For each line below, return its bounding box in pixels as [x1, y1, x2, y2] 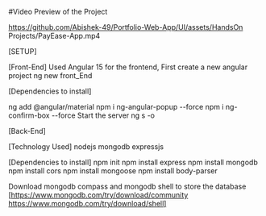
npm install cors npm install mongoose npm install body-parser [8, 166, 218, 176]
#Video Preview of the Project [8, 7, 108, 16]
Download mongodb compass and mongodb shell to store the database [8, 181, 247, 191]
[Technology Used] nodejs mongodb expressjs [8, 142, 164, 152]
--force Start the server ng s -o [51, 110, 156, 120]
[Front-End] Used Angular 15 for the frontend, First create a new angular [8, 62, 248, 72]
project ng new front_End [8, 71, 93, 80]
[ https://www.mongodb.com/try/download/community [8, 190, 189, 200]
